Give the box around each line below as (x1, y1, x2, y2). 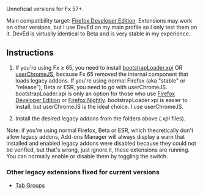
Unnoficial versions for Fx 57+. (6, 6, 84, 12)
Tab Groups (15, 182, 45, 189)
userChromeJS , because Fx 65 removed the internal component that (15, 70, 188, 78)
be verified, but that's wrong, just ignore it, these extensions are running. (6, 146, 190, 153)
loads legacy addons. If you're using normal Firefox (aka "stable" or (15, 76, 186, 84)
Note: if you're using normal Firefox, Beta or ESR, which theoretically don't (6, 127, 194, 134)
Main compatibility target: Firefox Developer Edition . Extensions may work (6, 17, 193, 24)
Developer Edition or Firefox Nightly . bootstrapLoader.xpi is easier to (15, 96, 188, 103)
